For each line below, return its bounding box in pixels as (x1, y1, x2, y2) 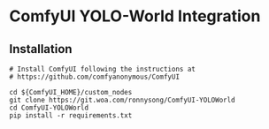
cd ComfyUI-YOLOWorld (9, 103, 89, 112)
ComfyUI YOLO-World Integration (9, 6, 261, 27)
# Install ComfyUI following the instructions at (9, 64, 196, 73)
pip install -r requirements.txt (9, 111, 133, 120)
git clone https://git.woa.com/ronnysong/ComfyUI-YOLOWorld (9, 95, 236, 104)
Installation (9, 42, 73, 57)
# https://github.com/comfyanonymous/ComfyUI (9, 72, 180, 81)
